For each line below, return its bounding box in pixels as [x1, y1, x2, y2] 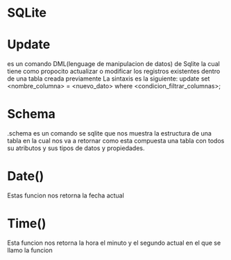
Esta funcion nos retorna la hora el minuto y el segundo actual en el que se [7, 238, 221, 247]
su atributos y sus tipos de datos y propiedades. [7, 144, 145, 152]
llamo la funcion [7, 245, 53, 254]
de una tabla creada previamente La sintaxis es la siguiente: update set [7, 74, 210, 83]
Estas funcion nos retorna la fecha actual [7, 191, 125, 200]
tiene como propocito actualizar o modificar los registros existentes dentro [7, 67, 221, 76]
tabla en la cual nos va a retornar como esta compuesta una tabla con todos [7, 137, 225, 145]
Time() [7, 216, 46, 231]
